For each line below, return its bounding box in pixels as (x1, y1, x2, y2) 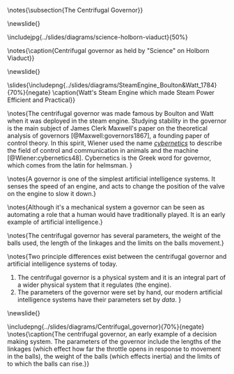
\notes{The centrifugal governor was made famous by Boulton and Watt (7, 110, 214, 117)
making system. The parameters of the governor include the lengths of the (7, 338, 221, 345)
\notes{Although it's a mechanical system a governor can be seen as (7, 203, 205, 211)
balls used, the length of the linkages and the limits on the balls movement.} (7, 239, 224, 247)
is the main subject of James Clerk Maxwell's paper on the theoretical (7, 124, 208, 132)
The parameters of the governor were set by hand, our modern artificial (17, 288, 223, 296)
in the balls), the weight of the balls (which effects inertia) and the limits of (7, 352, 221, 360)
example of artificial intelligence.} (7, 218, 103, 226)
